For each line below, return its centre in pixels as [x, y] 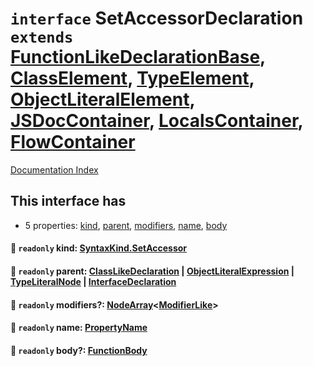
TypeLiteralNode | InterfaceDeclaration [93, 281]
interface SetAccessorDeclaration [157, 18]
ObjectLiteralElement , [102, 99]
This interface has [68, 201]
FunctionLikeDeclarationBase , [138, 57]
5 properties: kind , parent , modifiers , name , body [126, 225]
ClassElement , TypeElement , [132, 78]
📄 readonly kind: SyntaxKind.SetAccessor [99, 248]
